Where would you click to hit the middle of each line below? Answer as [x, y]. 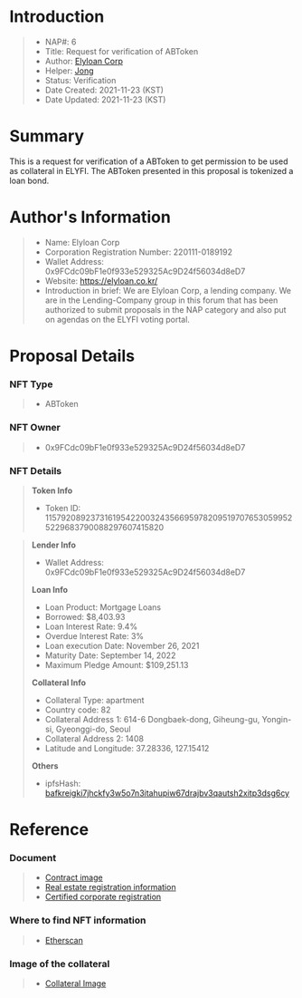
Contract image [74, 877]
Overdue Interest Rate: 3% [94, 635]
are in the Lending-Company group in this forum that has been [161, 300]
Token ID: [63, 508]
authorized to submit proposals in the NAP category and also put [165, 309]
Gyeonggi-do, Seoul [93, 729]
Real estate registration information [110, 887]
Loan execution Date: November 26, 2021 [122, 645]
